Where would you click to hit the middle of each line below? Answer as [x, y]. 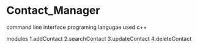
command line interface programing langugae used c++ [77, 27]
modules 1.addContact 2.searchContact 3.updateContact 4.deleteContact [99, 38]
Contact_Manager [53, 10]
